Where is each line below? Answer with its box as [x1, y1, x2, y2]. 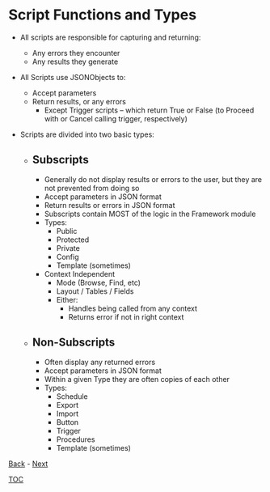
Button [56, 417, 79, 426]
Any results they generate [32, 57, 119, 66]
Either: [56, 295, 78, 304]
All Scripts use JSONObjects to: [19, 72, 126, 82]
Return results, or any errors [32, 96, 127, 106]
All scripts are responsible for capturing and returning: [19, 32, 201, 42]
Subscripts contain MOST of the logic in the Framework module [44, 209, 256, 218]
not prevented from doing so [44, 183, 140, 193]
